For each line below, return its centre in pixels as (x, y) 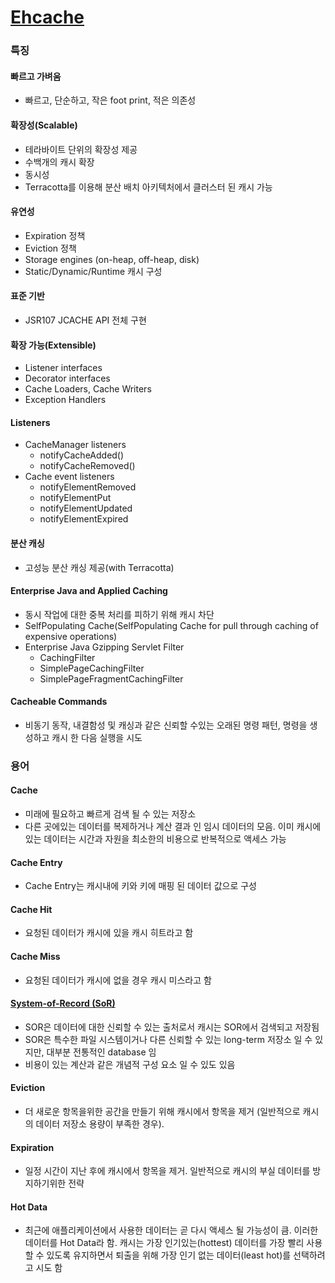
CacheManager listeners (75, 445)
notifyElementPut (75, 498)
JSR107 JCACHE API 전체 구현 (85, 320)
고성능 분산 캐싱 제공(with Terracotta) (99, 567)
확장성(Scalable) (44, 125)
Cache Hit (31, 909)
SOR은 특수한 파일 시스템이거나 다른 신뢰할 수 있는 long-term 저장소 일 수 (168, 1039)
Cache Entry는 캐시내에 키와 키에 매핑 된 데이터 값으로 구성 (140, 886)
